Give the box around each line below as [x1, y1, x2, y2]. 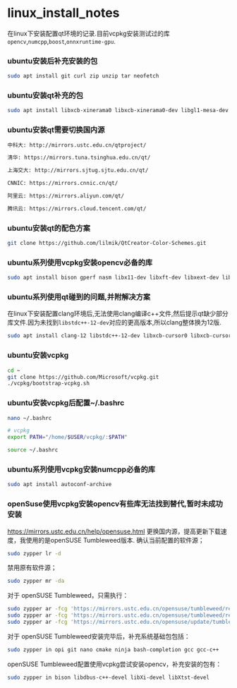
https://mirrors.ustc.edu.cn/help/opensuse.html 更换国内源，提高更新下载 [7, 527, 221, 536]
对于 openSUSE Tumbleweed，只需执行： [7, 591, 129, 600]
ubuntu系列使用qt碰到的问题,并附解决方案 [7, 292, 151, 302]
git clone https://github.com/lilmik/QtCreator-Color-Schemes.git [7, 240, 207, 247]
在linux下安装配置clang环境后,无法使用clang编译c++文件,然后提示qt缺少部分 [7, 309, 229, 318]
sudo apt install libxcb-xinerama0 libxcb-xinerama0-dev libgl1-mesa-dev [7, 107, 229, 114]
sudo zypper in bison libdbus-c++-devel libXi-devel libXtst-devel [7, 674, 210, 681]
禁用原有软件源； [7, 563, 57, 572]
